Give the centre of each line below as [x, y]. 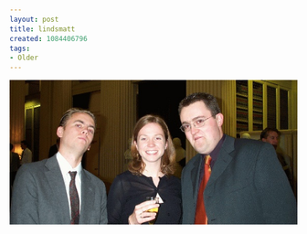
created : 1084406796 [49, 38]
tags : [20, 48]
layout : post [34, 19]
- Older [24, 58]
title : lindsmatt [42, 29]
